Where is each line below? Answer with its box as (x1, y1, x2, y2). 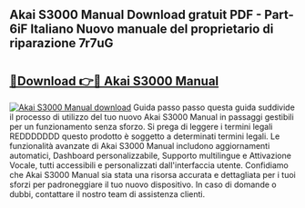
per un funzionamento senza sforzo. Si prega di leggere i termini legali (9, 122, 273, 132)
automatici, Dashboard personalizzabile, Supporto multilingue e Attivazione (9, 150, 291, 161)
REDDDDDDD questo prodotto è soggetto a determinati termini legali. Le (9, 131, 280, 142)
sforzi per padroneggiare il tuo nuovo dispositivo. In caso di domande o (9, 179, 277, 190)
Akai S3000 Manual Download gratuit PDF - (9, 7, 262, 23)
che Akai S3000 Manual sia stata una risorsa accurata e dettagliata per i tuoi (9, 170, 296, 180)
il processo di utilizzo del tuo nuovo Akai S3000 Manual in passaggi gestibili (9, 112, 294, 122)
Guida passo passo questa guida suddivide (133, 102, 296, 113)
